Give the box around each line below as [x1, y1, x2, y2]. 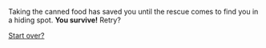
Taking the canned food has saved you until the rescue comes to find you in [8, 7, 259, 16]
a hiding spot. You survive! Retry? [8, 15, 122, 25]
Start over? [8, 31, 45, 40]
